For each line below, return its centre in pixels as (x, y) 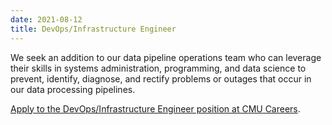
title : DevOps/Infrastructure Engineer (93, 29)
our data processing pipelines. (73, 89)
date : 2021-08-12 (46, 19)
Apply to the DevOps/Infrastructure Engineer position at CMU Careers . (155, 108)
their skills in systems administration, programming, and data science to (158, 68)
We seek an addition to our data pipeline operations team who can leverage (166, 57)
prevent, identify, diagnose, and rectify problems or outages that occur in (161, 78)
